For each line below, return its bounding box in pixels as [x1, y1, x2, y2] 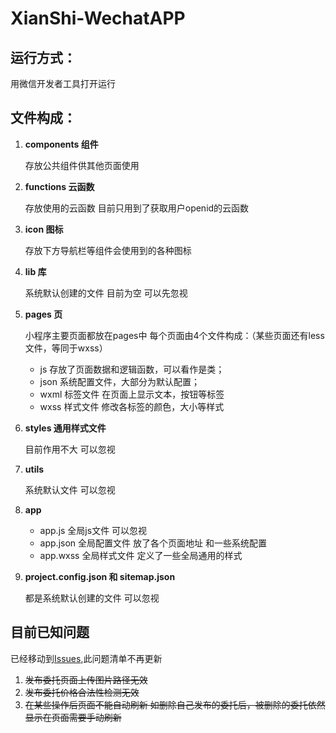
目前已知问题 [10, 624, 90, 641]
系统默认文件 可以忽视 [24, 483, 116, 496]
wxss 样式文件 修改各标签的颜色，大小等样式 [39, 400, 225, 412]
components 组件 [24, 138, 99, 150]
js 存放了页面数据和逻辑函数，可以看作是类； [39, 363, 225, 375]
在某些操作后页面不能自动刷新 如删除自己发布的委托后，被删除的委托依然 [24, 698, 326, 711]
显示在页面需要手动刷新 [24, 711, 122, 723]
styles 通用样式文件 [24, 422, 107, 434]
